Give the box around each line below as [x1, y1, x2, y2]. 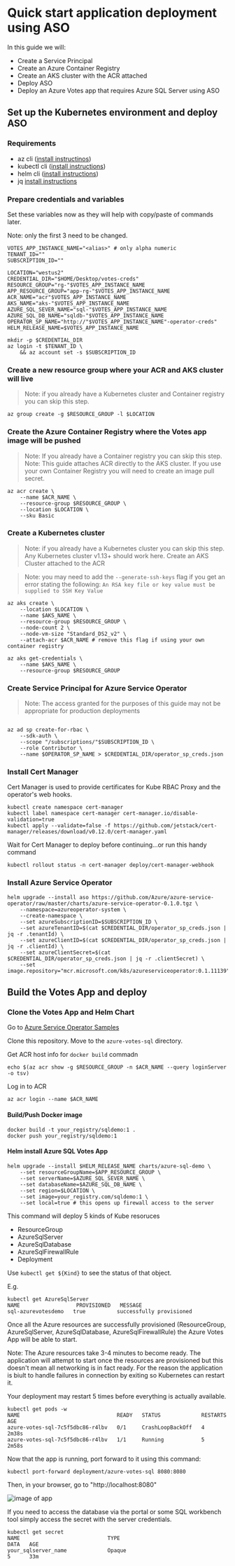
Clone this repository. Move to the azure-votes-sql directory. [7, 1037, 183, 1045]
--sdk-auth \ [20, 733, 58, 740]
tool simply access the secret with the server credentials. [7, 1515, 172, 1523]
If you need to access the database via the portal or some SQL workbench [7, 1507, 222, 1516]
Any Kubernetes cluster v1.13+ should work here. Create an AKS [24, 551, 209, 560]
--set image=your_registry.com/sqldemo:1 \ [20, 1193, 149, 1200]
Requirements [7, 139, 57, 148]
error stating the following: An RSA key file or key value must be [24, 580, 215, 588]
